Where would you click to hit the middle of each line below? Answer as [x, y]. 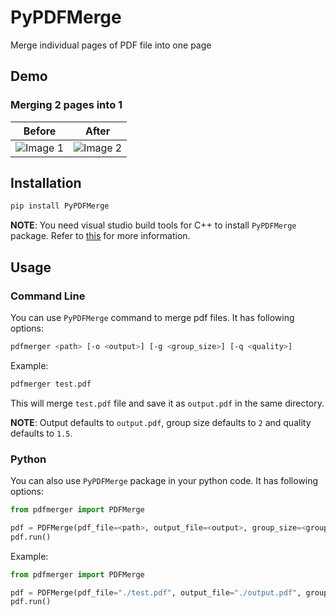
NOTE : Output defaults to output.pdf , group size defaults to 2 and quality [161, 422]
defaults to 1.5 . [41, 433]
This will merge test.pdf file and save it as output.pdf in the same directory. [167, 403]
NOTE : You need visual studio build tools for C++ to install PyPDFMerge [153, 225]
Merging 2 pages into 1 [66, 105]
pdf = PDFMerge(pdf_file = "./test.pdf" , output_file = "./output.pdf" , [156, 592]
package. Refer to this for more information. [100, 236]
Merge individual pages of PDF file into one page [111, 45]
